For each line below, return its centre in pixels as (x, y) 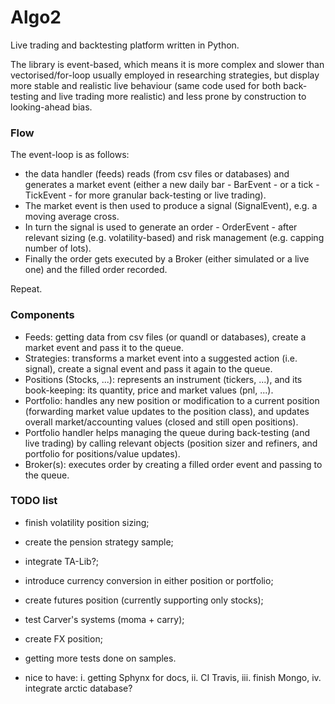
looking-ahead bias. (51, 107)
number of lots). (58, 248)
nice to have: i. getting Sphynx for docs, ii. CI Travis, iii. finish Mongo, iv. (173, 677)
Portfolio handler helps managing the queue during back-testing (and (167, 432)
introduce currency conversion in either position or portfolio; (149, 580)
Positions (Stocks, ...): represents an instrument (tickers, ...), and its (163, 379)
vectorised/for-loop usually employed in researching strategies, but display (165, 75)
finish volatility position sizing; (87, 522)
